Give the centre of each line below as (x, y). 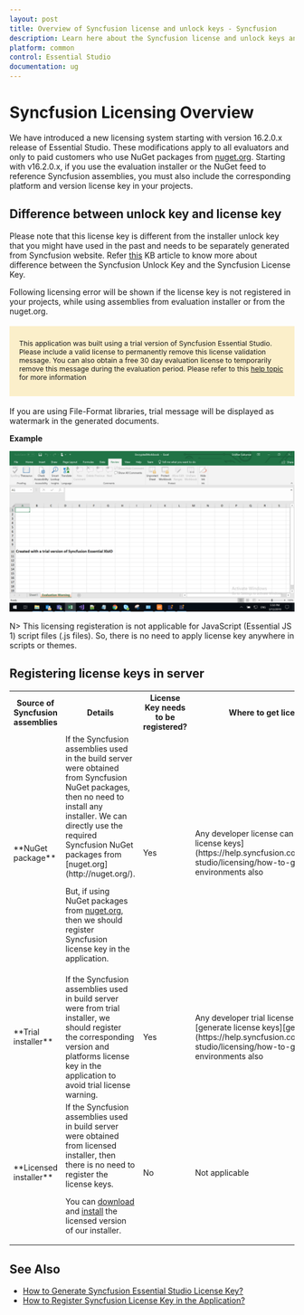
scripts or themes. (43, 645)
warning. (82, 1094)
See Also (35, 1269)
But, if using (88, 892)
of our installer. (94, 1230)
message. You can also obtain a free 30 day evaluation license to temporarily (145, 360)
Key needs (165, 708)
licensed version (96, 1220)
